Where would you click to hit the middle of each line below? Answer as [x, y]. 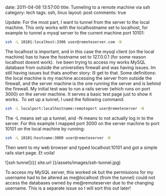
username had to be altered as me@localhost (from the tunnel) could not [80, 177]
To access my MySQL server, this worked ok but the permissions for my [79, 172]
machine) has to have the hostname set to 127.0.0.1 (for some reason [75, 56]
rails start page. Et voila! [30, 152]
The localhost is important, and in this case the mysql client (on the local [80, 51]
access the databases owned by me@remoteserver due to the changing [79, 182]
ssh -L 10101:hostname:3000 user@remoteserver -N [58, 138]
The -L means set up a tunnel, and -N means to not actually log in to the [79, 118]
